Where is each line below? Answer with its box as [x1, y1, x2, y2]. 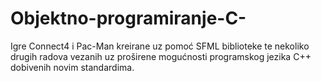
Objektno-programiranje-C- [10, 7, 247, 30]
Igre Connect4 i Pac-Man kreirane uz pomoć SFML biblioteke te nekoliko [10, 40, 310, 52]
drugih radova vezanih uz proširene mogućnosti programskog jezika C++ [10, 50, 312, 62]
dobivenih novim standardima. [10, 61, 135, 73]
